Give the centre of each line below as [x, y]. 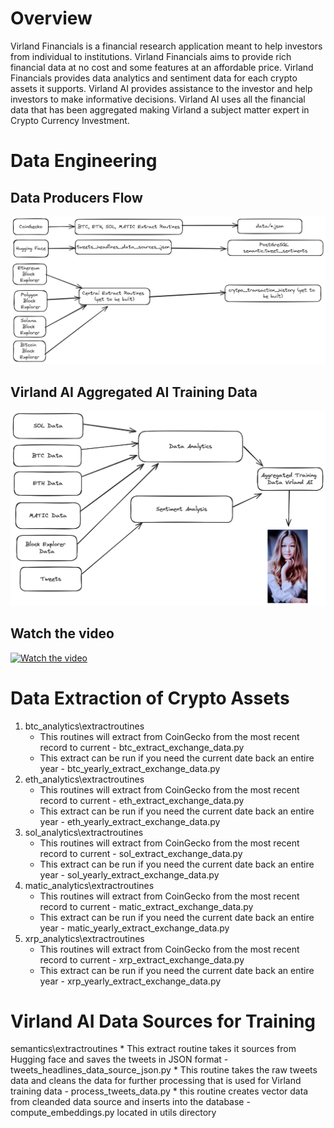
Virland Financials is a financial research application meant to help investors [166, 46]
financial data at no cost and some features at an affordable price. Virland [162, 67]
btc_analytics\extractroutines [84, 726]
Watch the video [62, 633]
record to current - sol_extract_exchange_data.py [141, 853]
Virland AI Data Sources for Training [163, 1021]
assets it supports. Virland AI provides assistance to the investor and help [161, 88]
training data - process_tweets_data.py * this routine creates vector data [159, 1091]
